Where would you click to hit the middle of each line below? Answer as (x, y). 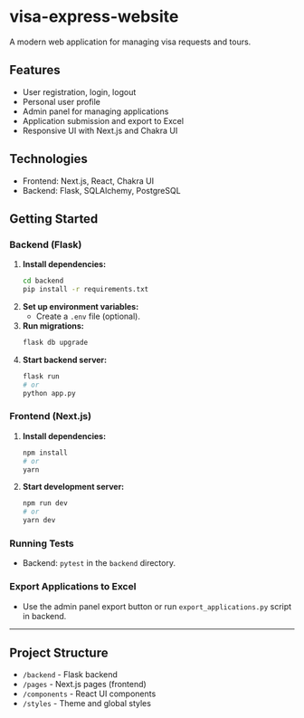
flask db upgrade (55, 342)
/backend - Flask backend (70, 675)
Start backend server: (64, 359)
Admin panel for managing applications (95, 111)
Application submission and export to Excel (103, 120)
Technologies (49, 159)
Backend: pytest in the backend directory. (99, 563)
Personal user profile (62, 101)
